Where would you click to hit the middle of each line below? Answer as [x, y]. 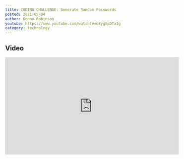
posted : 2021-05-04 [25, 14]
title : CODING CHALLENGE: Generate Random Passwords [61, 10]
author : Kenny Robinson [30, 19]
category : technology [28, 28]
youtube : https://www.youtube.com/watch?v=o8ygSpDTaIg [63, 23]
